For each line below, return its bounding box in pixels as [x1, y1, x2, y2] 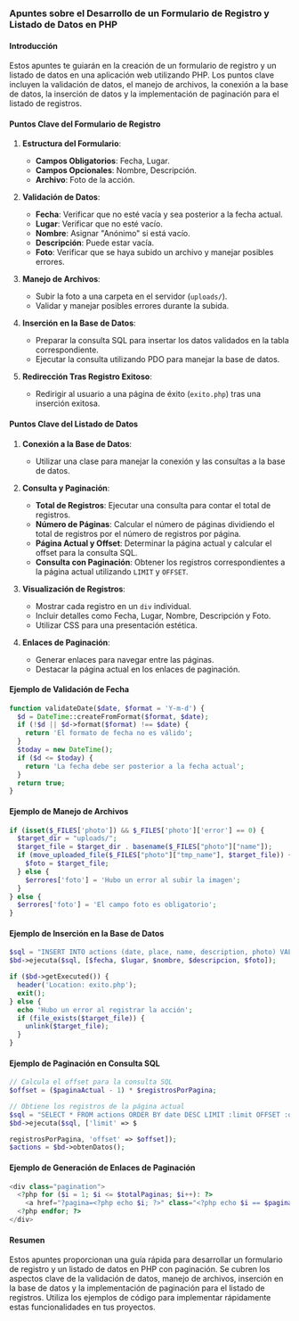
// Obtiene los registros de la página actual [9, 1102, 185, 1110]
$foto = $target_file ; [25, 859, 109, 868]
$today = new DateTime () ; [17, 746, 114, 755]
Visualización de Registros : [21, 583, 126, 594]
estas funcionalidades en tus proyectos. [9, 1301, 156, 1313]
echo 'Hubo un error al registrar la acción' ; [17, 1005, 193, 1014]
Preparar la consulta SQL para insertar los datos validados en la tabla [35, 335, 289, 346]
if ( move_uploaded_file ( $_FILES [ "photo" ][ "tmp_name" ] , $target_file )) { [17, 851, 293, 860]
